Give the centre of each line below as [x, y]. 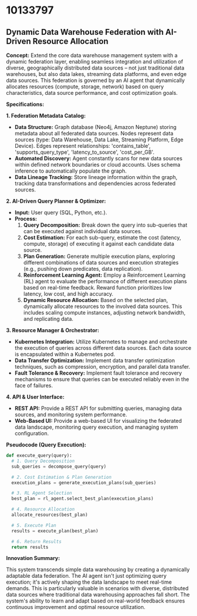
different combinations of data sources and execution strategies [101, 262]
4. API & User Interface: [35, 397]
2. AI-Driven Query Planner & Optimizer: [56, 201]
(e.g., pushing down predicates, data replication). [83, 269]
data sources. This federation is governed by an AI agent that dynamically [96, 80]
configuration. [31, 433]
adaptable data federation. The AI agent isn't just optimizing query [86, 576]
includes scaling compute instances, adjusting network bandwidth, [104, 312]
